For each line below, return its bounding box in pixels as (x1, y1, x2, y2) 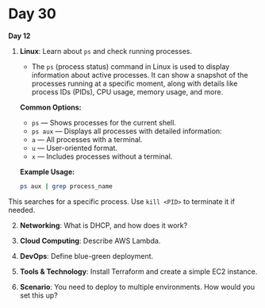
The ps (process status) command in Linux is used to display (31, 61, 230, 71)
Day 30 (8, 5, 57, 23)
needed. (8, 205, 36, 214)
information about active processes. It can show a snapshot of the (31, 70, 248, 79)
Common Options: (19, 102, 82, 112)
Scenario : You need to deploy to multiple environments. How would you (19, 282, 255, 291)
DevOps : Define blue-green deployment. (19, 251, 154, 260)
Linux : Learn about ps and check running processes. (19, 46, 193, 56)
